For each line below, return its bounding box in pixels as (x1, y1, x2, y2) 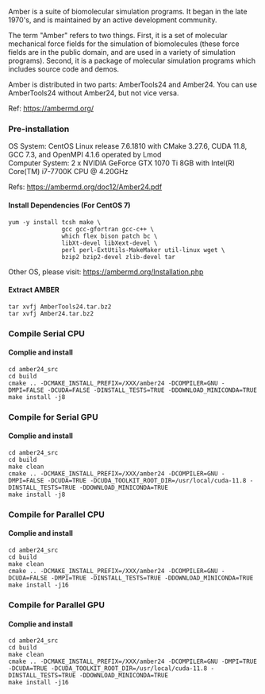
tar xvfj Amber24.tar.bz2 (8, 309, 94, 317)
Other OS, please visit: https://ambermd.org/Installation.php (8, 266, 204, 277)
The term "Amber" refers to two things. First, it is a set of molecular (8, 31, 228, 40)
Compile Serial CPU (8, 328, 85, 339)
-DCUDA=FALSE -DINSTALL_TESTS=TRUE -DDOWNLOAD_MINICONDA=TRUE (47, 386, 258, 394)
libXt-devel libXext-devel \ (61, 238, 158, 247)
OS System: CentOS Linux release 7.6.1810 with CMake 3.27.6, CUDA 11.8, (8, 142, 248, 151)
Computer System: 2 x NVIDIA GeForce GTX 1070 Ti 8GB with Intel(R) (8, 158, 236, 168)
